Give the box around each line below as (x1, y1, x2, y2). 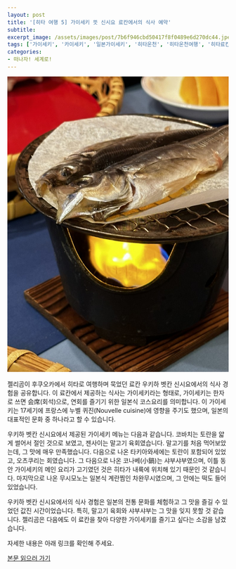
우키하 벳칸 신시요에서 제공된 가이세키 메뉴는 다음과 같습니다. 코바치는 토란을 (7, 430, 218, 439)
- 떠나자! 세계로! (7, 56, 53, 63)
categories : (7, 49, 42, 56)
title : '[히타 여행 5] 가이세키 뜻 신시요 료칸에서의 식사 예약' (7, 18, 171, 26)
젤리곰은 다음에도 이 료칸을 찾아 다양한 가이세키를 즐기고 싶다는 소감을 (22, 516, 214, 524)
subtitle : (7, 26, 37, 33)
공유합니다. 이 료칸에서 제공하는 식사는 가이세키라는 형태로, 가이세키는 (20, 389, 212, 397)
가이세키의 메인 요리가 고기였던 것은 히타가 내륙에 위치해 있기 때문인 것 (14, 465, 208, 474)
